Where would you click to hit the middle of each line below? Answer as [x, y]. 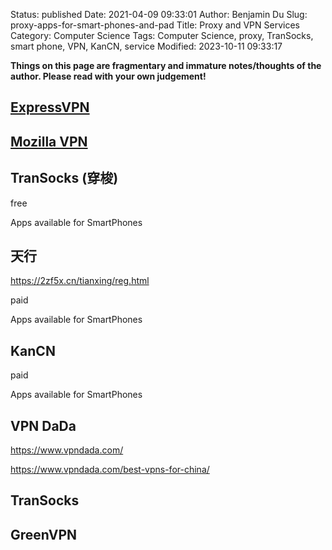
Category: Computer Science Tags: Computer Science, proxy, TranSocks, [162, 35]
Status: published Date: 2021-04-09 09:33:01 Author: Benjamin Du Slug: [159, 14]
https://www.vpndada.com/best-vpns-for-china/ [110, 470]
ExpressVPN [50, 107]
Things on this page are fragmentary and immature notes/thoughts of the [166, 65]
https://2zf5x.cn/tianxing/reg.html [80, 281]
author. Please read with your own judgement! [108, 76]
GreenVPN [44, 534]
